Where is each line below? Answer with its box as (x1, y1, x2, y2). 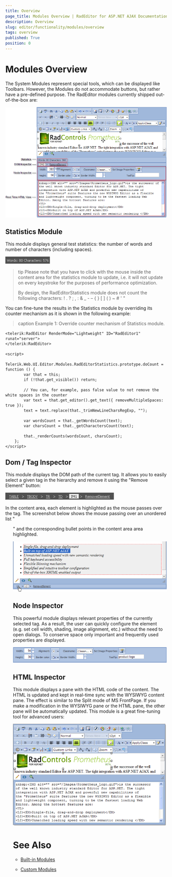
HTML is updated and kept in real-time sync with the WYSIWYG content (12, 692, 165, 698)
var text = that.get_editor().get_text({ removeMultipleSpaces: (24, 398, 164, 403)
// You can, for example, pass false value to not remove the (24, 387, 159, 393)
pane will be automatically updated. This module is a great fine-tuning (12, 708, 160, 714)
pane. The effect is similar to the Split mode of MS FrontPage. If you (12, 697, 156, 704)
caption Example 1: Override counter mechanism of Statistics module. (17, 321, 165, 327)
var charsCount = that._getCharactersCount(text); (24, 423, 134, 428)
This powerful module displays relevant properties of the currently (12, 615, 153, 621)
